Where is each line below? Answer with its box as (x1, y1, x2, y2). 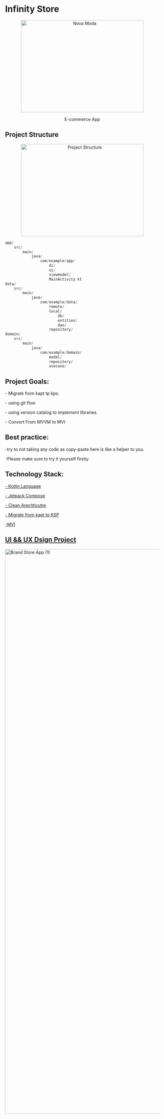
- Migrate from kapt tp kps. (5, 390, 60, 397)
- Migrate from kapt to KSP (5, 512, 60, 518)
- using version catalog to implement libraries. (5, 409, 98, 415)
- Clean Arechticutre (5, 502, 47, 508)
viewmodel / (48, 272, 71, 277)
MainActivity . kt (48, 277, 82, 281)
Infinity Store (5, 3, 60, 15)
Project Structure (5, 130, 59, 139)
